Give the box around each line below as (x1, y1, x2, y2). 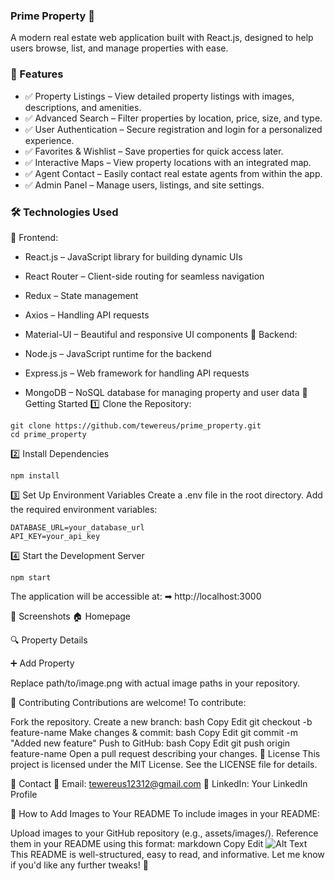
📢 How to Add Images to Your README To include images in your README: (10, 807, 321, 819)
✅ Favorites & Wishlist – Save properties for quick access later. (24, 145, 284, 157)
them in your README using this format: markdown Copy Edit (10, 837, 264, 849)
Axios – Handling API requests (24, 309, 150, 321)
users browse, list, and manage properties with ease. (10, 42, 229, 54)
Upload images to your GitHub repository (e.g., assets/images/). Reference (10, 827, 319, 839)
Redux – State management (24, 289, 139, 301)
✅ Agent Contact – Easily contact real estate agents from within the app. (24, 167, 323, 179)
